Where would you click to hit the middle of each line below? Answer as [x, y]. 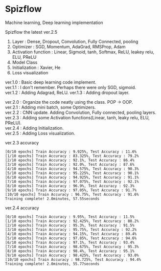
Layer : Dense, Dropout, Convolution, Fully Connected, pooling [75, 41]
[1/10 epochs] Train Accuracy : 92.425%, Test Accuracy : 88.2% [72, 221]
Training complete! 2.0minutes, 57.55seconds [52, 199]
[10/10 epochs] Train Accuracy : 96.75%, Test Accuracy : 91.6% [72, 194]
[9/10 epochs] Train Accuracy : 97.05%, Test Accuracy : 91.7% [71, 190]
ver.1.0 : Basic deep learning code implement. [51, 82]
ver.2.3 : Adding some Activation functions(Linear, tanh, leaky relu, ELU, [78, 117]
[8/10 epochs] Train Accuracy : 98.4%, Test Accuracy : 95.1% [70, 251]
